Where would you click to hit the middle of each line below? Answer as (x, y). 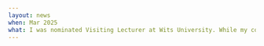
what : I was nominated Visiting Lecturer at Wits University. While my (128, 30)
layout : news (29, 15)
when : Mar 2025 (33, 23)
